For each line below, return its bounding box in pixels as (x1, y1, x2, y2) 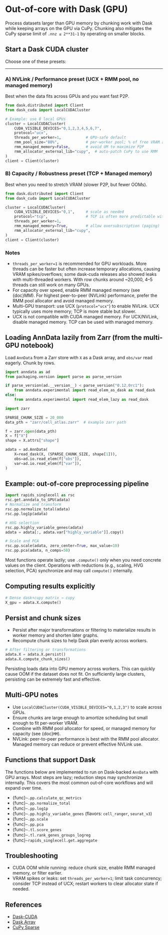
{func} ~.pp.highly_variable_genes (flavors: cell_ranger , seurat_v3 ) (12, 811, 152, 817)
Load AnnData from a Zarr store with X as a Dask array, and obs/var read (5, 354, 152, 360)
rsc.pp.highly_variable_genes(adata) (5, 525, 84, 530)
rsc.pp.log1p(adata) (5, 511, 48, 516)
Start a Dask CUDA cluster (5, 45, 89, 53)
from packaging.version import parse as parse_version (5, 374, 122, 379)
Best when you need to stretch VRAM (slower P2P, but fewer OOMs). (5, 181, 147, 187)
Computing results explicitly (5, 582, 95, 591)
